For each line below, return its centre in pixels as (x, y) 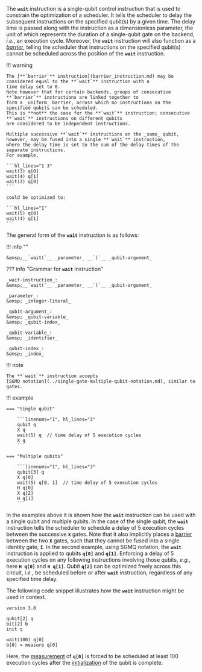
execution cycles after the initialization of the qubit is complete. (85, 663)
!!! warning (20, 65)
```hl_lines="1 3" (29, 166)
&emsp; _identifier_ (32, 338)
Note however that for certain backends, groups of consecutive (89, 92)
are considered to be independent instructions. (68, 124)
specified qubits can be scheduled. (52, 108)
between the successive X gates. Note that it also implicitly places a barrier (99, 534)
